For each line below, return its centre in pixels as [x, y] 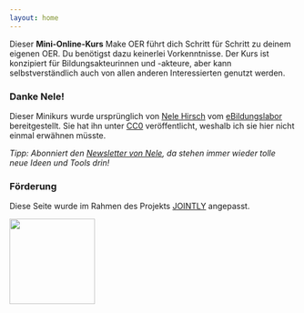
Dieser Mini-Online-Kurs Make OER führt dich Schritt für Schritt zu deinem [150, 44]
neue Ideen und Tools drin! [60, 162]
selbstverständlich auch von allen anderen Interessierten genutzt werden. [147, 73]
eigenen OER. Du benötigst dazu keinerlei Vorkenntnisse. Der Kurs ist [140, 53]
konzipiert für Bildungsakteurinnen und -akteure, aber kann [121, 63]
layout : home [34, 18]
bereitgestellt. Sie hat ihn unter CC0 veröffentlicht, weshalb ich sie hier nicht [152, 126]
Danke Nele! [37, 96]
